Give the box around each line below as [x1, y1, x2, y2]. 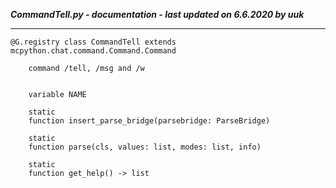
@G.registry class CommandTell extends [10, 37, 177, 47]
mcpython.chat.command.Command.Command [10, 46, 177, 56]
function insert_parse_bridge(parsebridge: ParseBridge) [28, 116, 271, 126]
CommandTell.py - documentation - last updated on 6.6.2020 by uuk [10, 9, 305, 20]
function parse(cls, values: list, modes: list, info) [28, 142, 262, 152]
